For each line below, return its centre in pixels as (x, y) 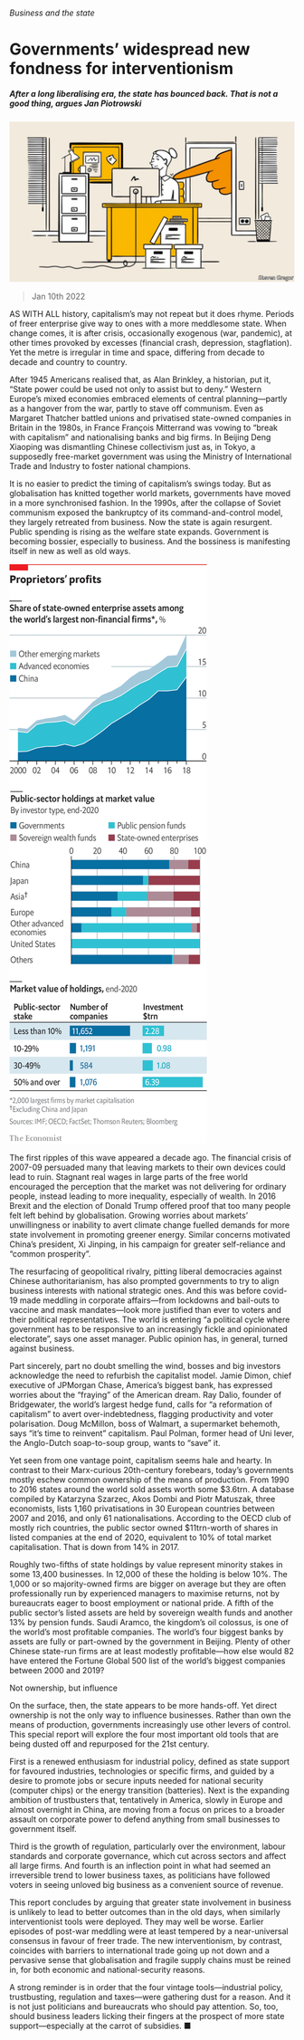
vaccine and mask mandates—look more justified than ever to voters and (146, 1310)
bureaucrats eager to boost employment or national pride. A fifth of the (142, 1604)
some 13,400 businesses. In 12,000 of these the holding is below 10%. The (148, 1575)
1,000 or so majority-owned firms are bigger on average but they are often (148, 1584)
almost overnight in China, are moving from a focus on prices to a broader (147, 1810)
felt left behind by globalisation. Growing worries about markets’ (129, 1216)
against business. (42, 1348)
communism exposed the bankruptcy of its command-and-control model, (146, 512)
